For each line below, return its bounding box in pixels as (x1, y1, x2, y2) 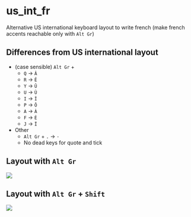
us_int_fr (6, 4, 50, 18)
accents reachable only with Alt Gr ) (6, 30, 95, 37)
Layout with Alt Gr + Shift (6, 188, 106, 199)
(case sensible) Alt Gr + (14, 63, 75, 70)
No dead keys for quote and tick (23, 139, 103, 146)
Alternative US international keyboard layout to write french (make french (6, 24, 185, 31)
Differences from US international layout (6, 48, 158, 58)
